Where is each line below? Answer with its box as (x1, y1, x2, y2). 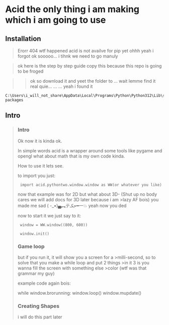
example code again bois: (17, 280, 71, 286)
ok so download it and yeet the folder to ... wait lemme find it (30, 78, 156, 84)
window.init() (20, 231, 50, 236)
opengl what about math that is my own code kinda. (17, 153, 125, 159)
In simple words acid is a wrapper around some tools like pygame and (17, 147, 162, 153)
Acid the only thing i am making (5, 4, 140, 15)
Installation (5, 34, 41, 43)
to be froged (17, 68, 44, 74)
